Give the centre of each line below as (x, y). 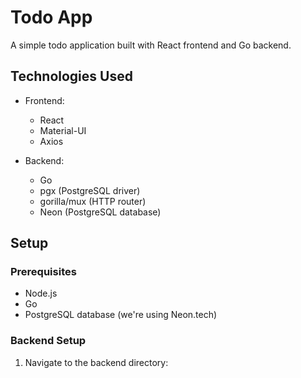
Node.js (41, 293)
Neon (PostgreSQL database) (100, 212)
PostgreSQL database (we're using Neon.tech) (121, 315)
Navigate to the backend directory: (96, 362)
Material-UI (63, 130)
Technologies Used (71, 76)
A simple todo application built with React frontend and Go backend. (151, 45)
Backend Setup (48, 341)
